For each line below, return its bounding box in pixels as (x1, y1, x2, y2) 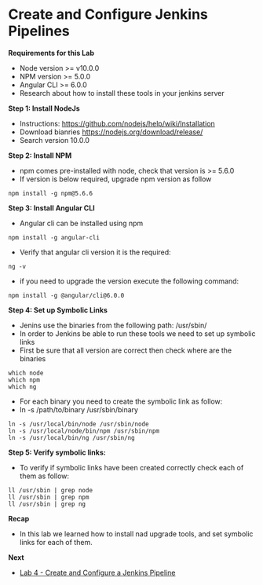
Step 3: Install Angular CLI (8, 203, 96, 213)
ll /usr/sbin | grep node (8, 486, 93, 494)
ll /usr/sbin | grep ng (8, 500, 86, 508)
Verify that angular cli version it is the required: (19, 247, 171, 257)
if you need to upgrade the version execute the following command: (19, 276, 239, 286)
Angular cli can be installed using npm (19, 218, 144, 228)
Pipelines (8, 22, 71, 40)
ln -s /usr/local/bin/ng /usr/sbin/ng (8, 433, 135, 441)
